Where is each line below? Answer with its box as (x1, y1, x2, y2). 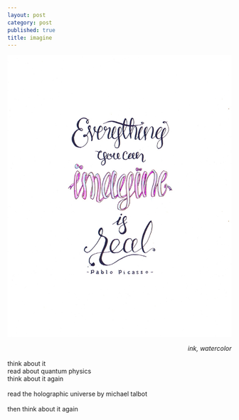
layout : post (7, 11, 46, 19)
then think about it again (7, 404, 78, 413)
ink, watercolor (187, 344, 232, 352)
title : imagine (7, 34, 53, 41)
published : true (7, 26, 55, 34)
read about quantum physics (7, 367, 92, 375)
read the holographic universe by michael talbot (7, 389, 148, 398)
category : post (7, 19, 53, 26)
